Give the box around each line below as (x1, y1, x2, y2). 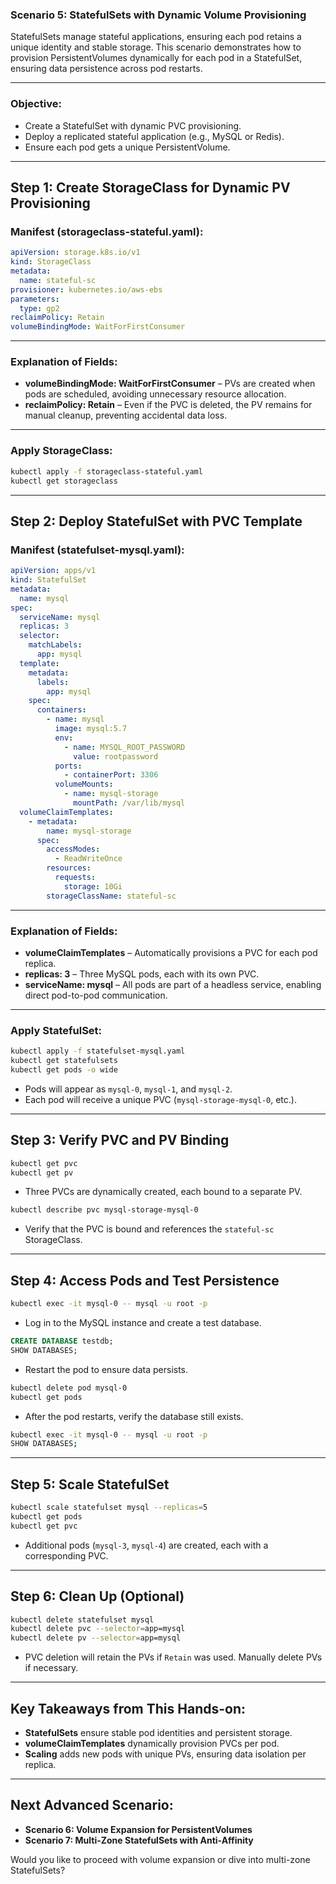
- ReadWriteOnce (54, 854, 123, 864)
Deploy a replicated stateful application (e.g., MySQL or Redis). (24, 130, 285, 142)
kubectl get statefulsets (10, 1056, 118, 1066)
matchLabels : (28, 640, 83, 650)
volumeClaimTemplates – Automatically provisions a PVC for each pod (24, 946, 318, 958)
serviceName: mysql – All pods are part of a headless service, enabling (24, 978, 322, 990)
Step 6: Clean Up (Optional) (10, 1588, 185, 1605)
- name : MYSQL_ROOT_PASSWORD (63, 742, 186, 752)
